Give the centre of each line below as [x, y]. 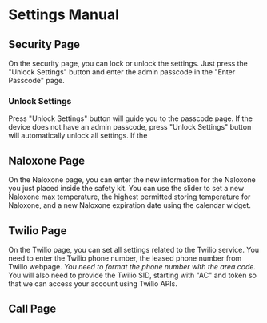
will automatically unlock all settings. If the [78, 136]
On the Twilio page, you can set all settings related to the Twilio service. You [134, 249]
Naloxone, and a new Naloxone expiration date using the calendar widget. [130, 205]
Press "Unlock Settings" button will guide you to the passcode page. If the [131, 118]
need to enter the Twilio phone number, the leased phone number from [125, 258]
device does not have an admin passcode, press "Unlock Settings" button [130, 127]
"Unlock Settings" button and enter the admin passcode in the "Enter [122, 72]
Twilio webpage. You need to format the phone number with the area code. [132, 266]
